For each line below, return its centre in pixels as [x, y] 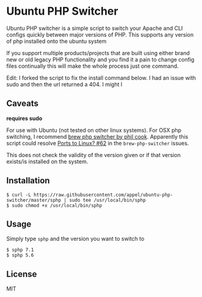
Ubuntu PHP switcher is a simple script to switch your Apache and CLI [95, 28]
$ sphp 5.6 [20, 255]
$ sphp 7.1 [20, 250]
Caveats [22, 104]
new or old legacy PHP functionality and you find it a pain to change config [100, 59]
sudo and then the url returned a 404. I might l [64, 84]
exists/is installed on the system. [47, 161]
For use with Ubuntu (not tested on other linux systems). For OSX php [94, 130]
